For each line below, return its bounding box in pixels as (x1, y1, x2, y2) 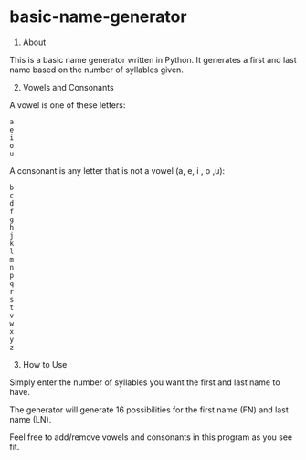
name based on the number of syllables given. (9, 64, 185, 75)
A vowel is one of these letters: (9, 99, 126, 111)
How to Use (22, 358, 68, 369)
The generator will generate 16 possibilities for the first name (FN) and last (9, 404, 290, 415)
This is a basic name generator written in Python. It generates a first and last (9, 54, 297, 65)
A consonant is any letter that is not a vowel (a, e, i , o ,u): (9, 165, 226, 176)
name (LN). (9, 413, 52, 424)
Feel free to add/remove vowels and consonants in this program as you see (9, 432, 293, 443)
